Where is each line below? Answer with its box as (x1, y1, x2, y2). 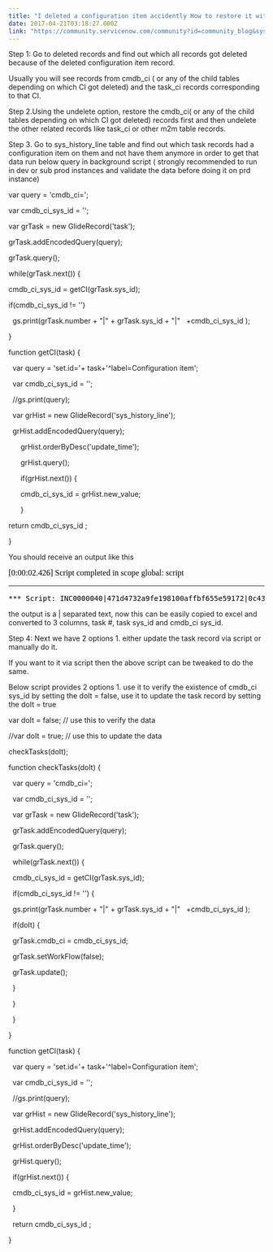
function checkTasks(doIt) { (8, 763, 102, 772)
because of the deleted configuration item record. (8, 58, 175, 67)
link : (8, 27, 27, 35)
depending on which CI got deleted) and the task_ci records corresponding (8, 82, 260, 92)
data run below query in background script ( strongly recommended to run (8, 157, 258, 167)
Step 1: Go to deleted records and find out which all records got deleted (8, 50, 248, 59)
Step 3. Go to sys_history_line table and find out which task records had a (8, 140, 254, 150)
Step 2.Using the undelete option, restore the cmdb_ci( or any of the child (8, 107, 254, 116)
